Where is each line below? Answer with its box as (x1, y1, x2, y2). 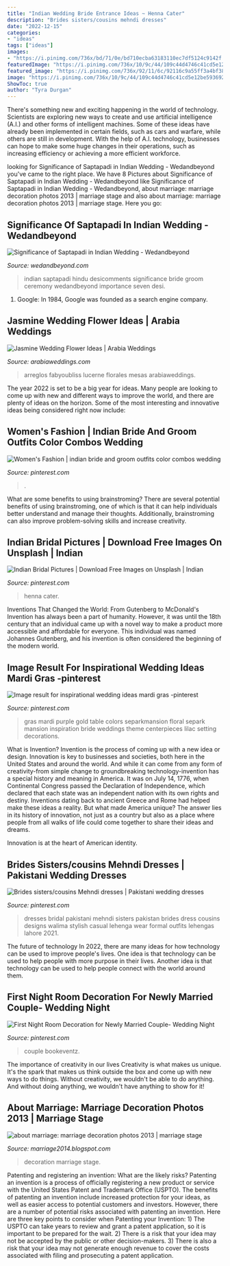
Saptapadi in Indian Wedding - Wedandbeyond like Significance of (7, 177, 194, 185)
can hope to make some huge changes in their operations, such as (7, 142, 195, 150)
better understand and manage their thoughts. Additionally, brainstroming (7, 509, 214, 517)
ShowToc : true (7, 80, 48, 87)
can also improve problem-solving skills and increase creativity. (7, 517, 187, 525)
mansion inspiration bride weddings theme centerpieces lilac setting (23, 725, 217, 733)
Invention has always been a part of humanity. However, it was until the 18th (7, 613, 221, 621)
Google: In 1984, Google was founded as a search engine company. (16, 295, 208, 303)
